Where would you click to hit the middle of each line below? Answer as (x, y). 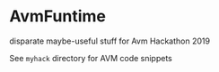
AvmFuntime (57, 16)
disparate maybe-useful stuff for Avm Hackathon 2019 (110, 41)
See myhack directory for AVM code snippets (91, 58)
